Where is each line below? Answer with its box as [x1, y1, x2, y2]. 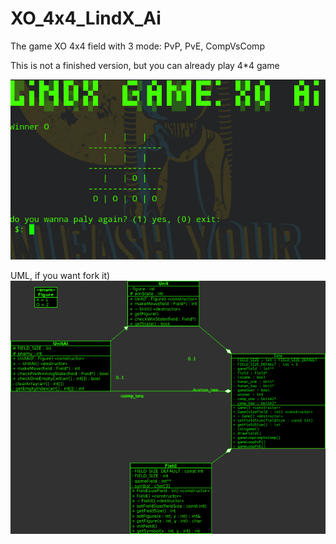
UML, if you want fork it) [10, 269, 111, 281]
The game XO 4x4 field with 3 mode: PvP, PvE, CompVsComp [10, 40, 265, 52]
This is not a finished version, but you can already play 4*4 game [10, 59, 280, 71]
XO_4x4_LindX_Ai [10, 7, 162, 30]
